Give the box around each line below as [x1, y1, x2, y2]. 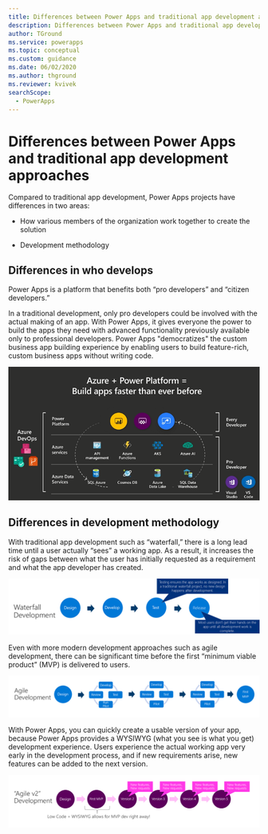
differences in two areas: [8, 201, 90, 210]
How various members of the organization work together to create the [19, 216, 250, 226]
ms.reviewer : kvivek [8, 80, 77, 88]
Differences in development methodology [8, 516, 219, 529]
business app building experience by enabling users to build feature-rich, [8, 343, 250, 352]
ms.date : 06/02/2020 [8, 64, 77, 72]
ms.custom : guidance [8, 55, 77, 63]
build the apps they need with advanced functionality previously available [8, 325, 250, 335]
